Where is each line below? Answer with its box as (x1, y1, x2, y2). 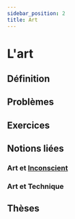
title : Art (7, 16, 38, 23)
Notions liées (7, 143, 65, 155)
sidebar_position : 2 (7, 10, 66, 17)
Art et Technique (7, 182, 64, 192)
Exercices (7, 119, 50, 131)
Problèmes (7, 96, 55, 108)
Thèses (7, 203, 40, 214)
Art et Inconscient (7, 164, 68, 173)
